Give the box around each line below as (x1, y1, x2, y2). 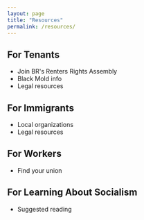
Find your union (17, 166, 62, 174)
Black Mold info (17, 74, 62, 83)
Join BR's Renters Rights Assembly (17, 67, 118, 76)
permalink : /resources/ (7, 23, 76, 30)
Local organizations (17, 121, 74, 128)
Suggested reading (17, 205, 72, 213)
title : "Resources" (7, 17, 64, 24)
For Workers (7, 148, 62, 160)
